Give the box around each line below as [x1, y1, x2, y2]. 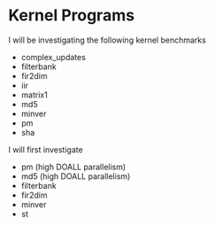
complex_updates [20, 51, 86, 62]
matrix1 [20, 90, 48, 100]
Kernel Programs [8, 5, 134, 26]
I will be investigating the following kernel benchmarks [8, 35, 207, 45]
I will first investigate [8, 144, 83, 155]
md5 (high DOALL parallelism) [20, 170, 131, 182]
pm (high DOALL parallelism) [20, 161, 127, 172]
